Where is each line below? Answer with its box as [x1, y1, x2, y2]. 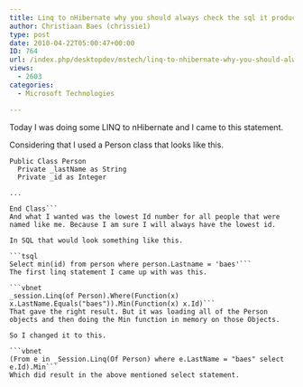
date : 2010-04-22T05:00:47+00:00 [9, 38, 135, 48]
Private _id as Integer [17, 173, 106, 182]
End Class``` [9, 204, 59, 213]
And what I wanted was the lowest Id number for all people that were [9, 212, 280, 222]
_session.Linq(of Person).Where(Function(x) [9, 291, 179, 300]
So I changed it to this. [9, 331, 106, 340]
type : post [9, 30, 50, 39]
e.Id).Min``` [9, 363, 59, 372]
